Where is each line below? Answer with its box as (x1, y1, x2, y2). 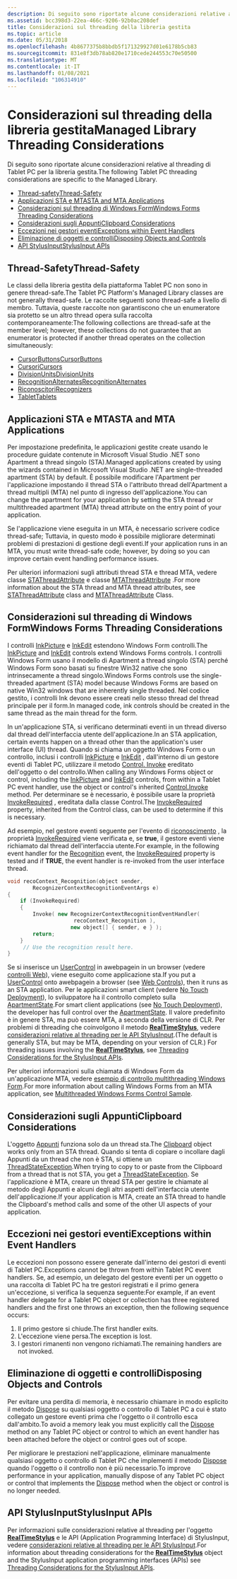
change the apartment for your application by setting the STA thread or (7, 495, 214, 503)
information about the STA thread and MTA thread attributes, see (7, 583, 196, 591)
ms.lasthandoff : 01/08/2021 (7, 69, 90, 76)
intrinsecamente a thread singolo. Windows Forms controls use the (7, 671, 200, 680)
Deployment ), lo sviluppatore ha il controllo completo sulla (7, 993, 176, 1002)
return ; (32, 930, 55, 937)
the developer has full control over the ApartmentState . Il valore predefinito (7, 1008, 226, 1017)
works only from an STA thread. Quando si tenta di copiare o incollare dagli (7, 1148, 226, 1156)
